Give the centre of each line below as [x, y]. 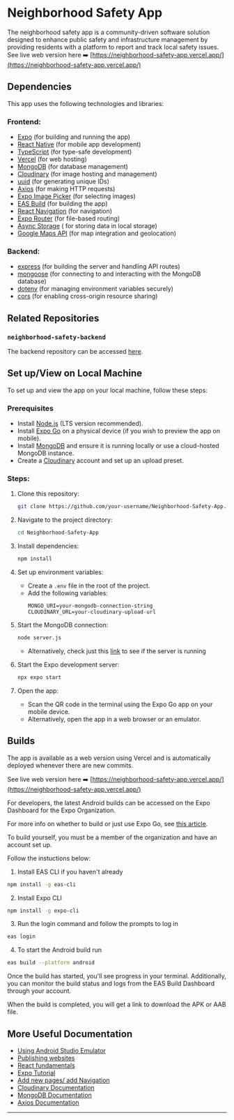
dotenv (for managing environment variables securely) [95, 289]
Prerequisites [30, 408]
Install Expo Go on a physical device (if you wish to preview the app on [119, 431]
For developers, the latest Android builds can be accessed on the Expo [109, 802]
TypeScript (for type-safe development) [75, 152]
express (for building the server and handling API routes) [99, 267]
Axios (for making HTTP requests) [66, 189]
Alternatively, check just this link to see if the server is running [117, 651]
